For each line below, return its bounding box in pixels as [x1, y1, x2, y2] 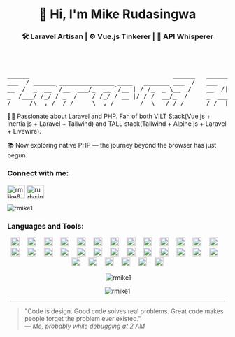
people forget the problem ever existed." [24, 315, 141, 323]
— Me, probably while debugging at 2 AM [24, 322, 145, 331]
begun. [7, 151, 28, 159]
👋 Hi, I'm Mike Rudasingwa [38, 6, 197, 22]
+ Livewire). [7, 127, 42, 136]
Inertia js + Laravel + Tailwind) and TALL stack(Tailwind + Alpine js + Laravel [7, 120, 227, 128]
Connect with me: [7, 168, 69, 178]
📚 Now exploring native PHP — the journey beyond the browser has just [7, 141, 217, 150]
